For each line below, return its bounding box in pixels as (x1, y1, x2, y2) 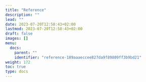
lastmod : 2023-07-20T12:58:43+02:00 (5, 26, 83, 32)
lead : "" (5, 17, 24, 22)
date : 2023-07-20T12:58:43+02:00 (5, 21, 76, 27)
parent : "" (14, 50, 38, 55)
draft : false (5, 31, 33, 36)
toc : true (5, 64, 26, 69)
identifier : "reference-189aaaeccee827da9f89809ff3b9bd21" (14, 54, 142, 60)
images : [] (5, 36, 28, 41)
